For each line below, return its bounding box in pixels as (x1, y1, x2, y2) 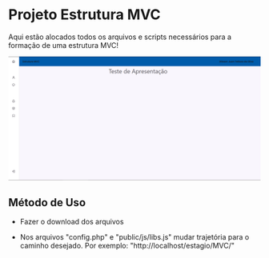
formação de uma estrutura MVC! (8, 40, 118, 50)
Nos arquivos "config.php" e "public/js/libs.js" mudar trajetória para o (19, 232, 250, 242)
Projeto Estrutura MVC (8, 6, 162, 24)
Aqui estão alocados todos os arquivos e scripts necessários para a (8, 32, 232, 42)
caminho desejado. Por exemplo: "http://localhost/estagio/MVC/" (19, 241, 235, 251)
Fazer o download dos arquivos (19, 217, 124, 227)
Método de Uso (8, 196, 86, 209)
